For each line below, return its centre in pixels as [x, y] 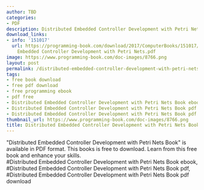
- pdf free [20, 97]
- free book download [34, 80]
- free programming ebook [39, 91]
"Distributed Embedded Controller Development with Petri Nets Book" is [96, 142]
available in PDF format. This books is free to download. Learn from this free [102, 149]
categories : [21, 18]
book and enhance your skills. [44, 155]
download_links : [27, 35]
